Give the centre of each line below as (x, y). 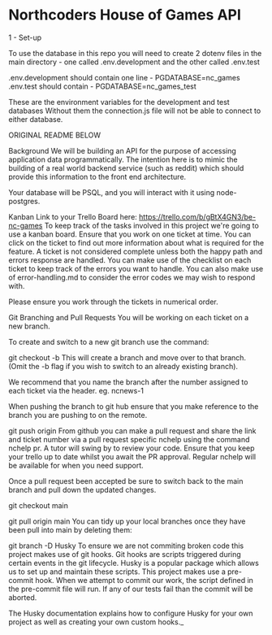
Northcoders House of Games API (125, 15)
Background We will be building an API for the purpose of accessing (123, 150)
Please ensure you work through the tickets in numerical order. (114, 302)
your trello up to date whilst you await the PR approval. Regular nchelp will (132, 456)
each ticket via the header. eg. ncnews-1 (76, 390)
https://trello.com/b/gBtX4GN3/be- (198, 216)
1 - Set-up (25, 37)
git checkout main (39, 505)
